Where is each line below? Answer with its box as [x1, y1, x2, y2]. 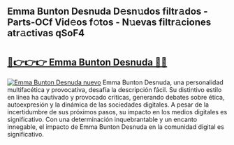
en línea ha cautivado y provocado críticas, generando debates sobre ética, [7, 93, 225, 101]
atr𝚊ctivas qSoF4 [7, 27, 85, 39]
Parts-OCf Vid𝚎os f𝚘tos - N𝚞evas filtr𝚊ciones [7, 17, 212, 29]
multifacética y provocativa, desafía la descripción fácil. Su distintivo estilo [7, 86, 222, 93]
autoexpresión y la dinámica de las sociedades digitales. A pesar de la [7, 100, 210, 109]
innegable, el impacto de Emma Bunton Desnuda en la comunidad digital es [7, 123, 225, 131]
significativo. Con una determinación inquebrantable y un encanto [7, 115, 198, 123]
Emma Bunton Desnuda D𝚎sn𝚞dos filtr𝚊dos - [7, 6, 208, 17]
